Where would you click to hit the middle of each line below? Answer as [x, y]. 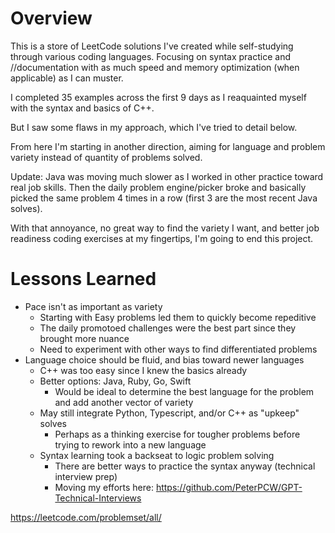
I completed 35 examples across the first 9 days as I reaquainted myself [158, 97]
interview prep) [86, 476]
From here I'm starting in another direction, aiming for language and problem [168, 146]
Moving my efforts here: [104, 487]
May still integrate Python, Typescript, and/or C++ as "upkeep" [169, 413]
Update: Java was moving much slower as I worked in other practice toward [167, 176]
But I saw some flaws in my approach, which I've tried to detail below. [154, 127]
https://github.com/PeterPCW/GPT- [229, 487]
